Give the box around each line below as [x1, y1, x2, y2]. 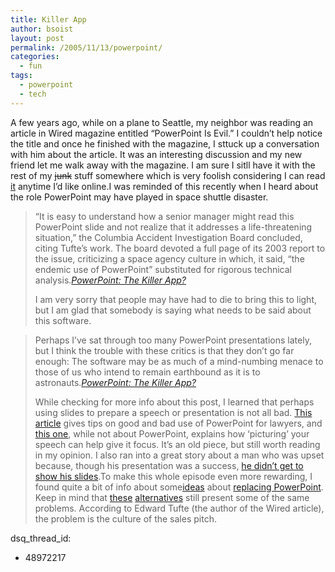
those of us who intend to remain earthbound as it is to [34, 366, 261, 378]
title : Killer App [10, 14, 87, 25]
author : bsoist [10, 24, 74, 34]
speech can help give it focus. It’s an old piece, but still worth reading [34, 438, 321, 450]
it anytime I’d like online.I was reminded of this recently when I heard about [10, 180, 319, 192]
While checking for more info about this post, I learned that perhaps [34, 396, 315, 408]
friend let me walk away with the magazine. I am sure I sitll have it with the [10, 159, 316, 171]
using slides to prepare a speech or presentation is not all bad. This [34, 406, 313, 418]
